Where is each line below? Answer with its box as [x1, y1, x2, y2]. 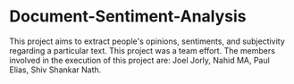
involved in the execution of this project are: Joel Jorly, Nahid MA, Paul [9, 55, 270, 65]
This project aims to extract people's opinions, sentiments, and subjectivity [9, 36, 286, 46]
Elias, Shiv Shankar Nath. [9, 64, 102, 75]
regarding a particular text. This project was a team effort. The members [9, 45, 275, 55]
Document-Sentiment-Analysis [9, 6, 248, 27]
